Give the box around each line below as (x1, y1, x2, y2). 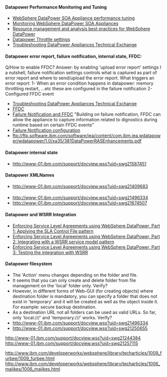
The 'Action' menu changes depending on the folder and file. (12, 272, 138, 278)
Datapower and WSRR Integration (5, 212, 76, 218)
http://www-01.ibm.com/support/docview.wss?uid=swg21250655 (12, 325, 148, 331)
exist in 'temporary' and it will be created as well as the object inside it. (12, 298, 158, 304)
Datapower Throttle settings (12, 37, 70, 43)
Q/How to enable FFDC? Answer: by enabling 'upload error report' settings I (5, 64, 161, 70)
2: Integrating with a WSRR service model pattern (12, 239, 114, 245)
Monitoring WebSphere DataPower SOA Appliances (12, 21, 119, 27)
